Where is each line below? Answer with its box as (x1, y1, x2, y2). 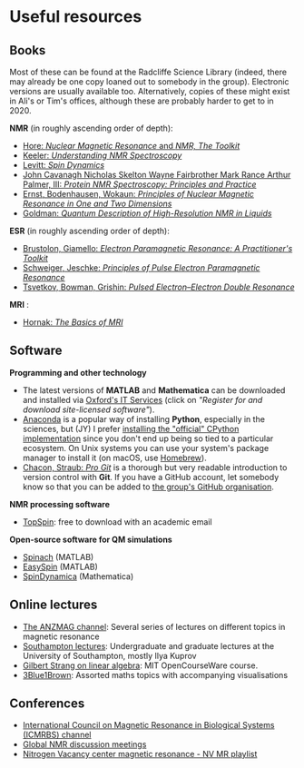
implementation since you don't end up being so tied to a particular (22, 433, 274, 444)
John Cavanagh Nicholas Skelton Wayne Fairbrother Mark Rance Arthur (22, 170, 291, 180)
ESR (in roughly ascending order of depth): (9, 225, 170, 236)
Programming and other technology (9, 367, 147, 378)
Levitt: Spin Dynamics (22, 160, 105, 170)
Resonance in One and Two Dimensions (22, 198, 172, 209)
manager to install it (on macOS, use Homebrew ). (22, 452, 207, 463)
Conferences (9, 696, 85, 712)
